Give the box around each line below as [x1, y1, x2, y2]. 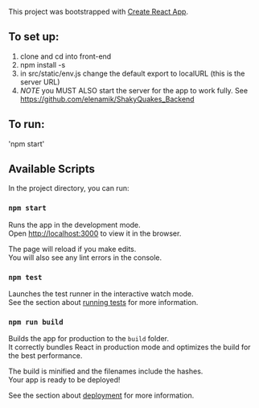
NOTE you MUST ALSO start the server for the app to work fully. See [19, 85, 248, 95]
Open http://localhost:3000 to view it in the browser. [8, 229, 182, 238]
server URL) [19, 76, 60, 87]
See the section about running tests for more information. [8, 298, 199, 307]
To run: [8, 117, 45, 131]
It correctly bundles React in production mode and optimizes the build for [8, 342, 251, 352]
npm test [8, 273, 43, 282]
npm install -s [19, 60, 66, 69]
